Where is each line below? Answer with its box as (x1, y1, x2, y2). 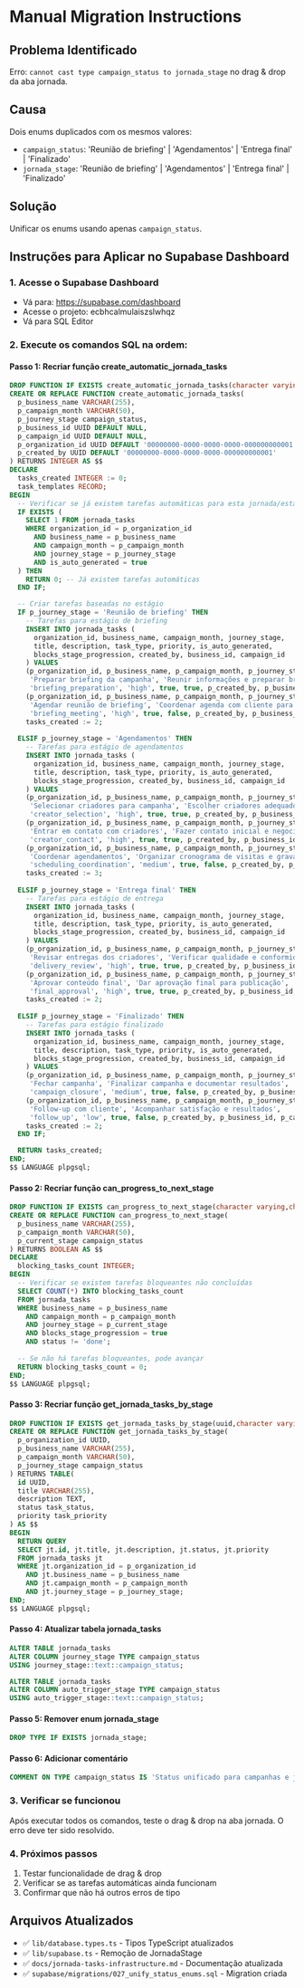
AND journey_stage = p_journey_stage (33, 550, 176, 559)
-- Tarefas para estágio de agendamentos (25, 742, 184, 752)
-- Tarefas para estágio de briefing (25, 616, 168, 626)
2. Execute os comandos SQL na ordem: (9, 339, 188, 351)
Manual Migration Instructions (9, 6, 242, 27)
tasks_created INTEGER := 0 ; (17, 473, 128, 483)
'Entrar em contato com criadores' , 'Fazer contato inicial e (29, 827, 270, 836)
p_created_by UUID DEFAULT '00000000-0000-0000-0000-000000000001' (17, 448, 278, 458)
